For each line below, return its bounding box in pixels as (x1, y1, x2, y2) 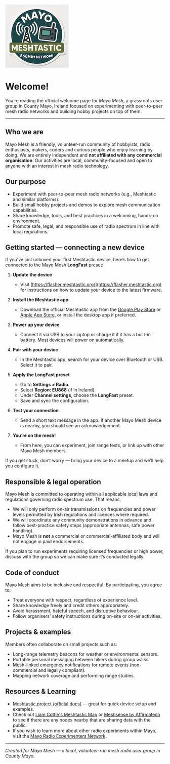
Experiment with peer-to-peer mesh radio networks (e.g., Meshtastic (12, 191, 156, 197)
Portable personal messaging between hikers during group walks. (12, 656, 150, 662)
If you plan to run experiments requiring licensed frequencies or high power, (5, 548, 164, 554)
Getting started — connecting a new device (5, 243, 145, 252)
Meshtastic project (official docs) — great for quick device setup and (12, 701, 156, 707)
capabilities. (12, 207, 38, 213)
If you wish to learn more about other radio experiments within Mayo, (12, 728, 157, 734)
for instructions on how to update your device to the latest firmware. (20, 287, 162, 293)
